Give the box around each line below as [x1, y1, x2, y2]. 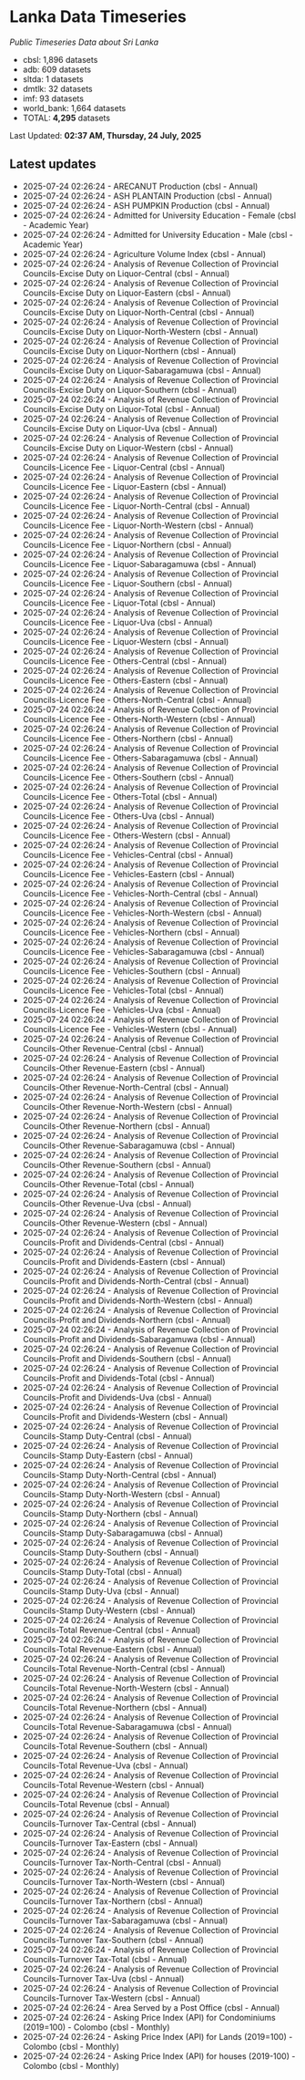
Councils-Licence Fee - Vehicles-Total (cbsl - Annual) [22, 985, 225, 996]
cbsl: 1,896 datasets [22, 54, 98, 65]
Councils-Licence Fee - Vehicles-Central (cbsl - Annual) [22, 849, 234, 860]
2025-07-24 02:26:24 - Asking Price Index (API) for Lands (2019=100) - [22, 2031, 293, 2042]
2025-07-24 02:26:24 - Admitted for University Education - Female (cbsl [22, 210, 297, 221]
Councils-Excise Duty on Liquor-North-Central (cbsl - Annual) [22, 306, 255, 317]
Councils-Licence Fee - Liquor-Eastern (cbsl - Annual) [22, 481, 227, 492]
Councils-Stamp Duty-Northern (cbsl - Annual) [22, 1507, 198, 1519]
